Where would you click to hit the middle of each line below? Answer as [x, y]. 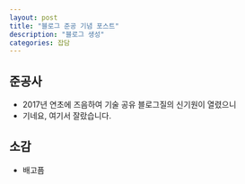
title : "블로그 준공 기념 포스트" [64, 26]
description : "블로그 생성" [57, 34]
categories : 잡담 [39, 43]
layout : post [34, 18]
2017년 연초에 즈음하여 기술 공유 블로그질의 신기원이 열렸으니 [129, 105]
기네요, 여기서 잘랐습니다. [67, 116]
